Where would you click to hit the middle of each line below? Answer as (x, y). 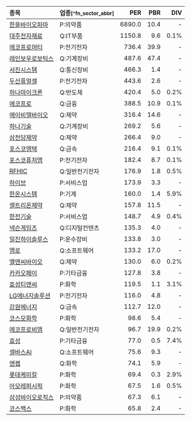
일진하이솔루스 (29, 239)
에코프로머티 (26, 47)
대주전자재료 (26, 36)
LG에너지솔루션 (30, 296)
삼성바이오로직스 (32, 397)
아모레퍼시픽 (26, 386)
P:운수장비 (74, 239)
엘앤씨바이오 (26, 262)
